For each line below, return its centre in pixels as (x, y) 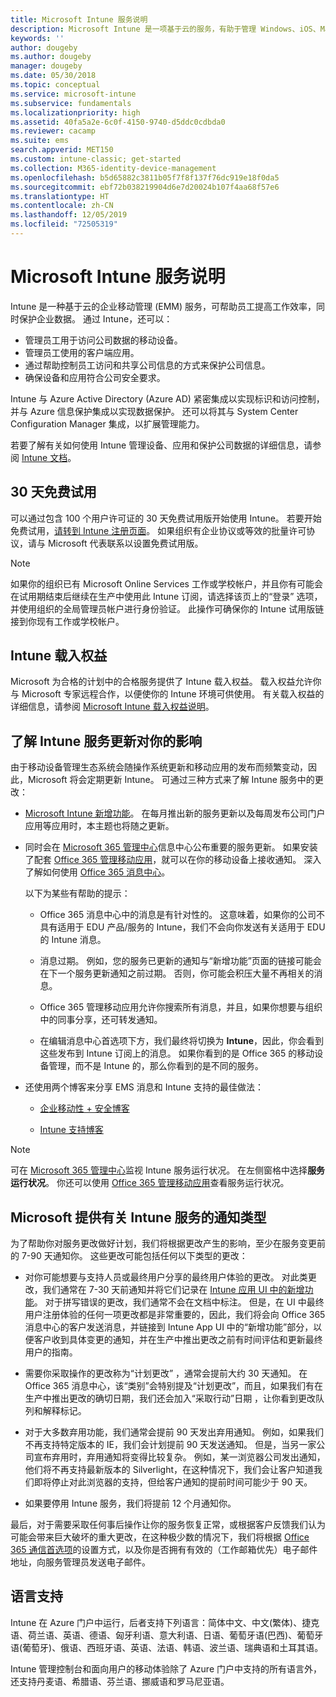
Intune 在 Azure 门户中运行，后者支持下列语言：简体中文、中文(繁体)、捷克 (165, 1622)
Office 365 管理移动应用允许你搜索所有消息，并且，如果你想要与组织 (181, 1007)
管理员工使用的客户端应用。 (82, 352)
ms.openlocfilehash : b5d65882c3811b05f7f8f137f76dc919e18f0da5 (145, 177)
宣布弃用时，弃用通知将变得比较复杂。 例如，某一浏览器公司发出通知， (179, 1457)
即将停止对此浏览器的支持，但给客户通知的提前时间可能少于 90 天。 (173, 1482)
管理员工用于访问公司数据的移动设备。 (103, 340)
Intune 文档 (44, 457)
